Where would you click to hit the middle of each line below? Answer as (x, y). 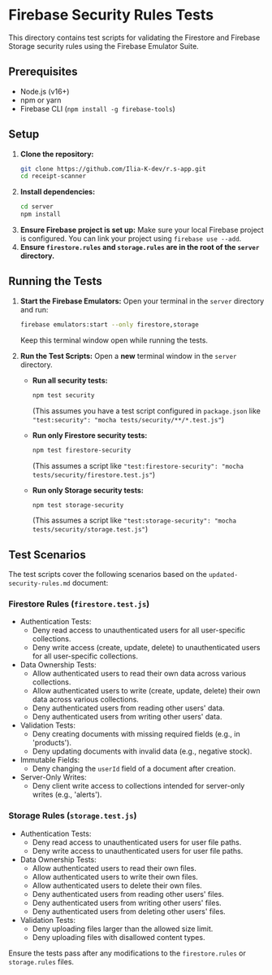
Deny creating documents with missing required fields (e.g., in (136, 734)
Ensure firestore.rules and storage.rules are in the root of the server (140, 247)
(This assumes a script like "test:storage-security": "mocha (134, 520)
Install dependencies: (58, 192)
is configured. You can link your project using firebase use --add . (131, 238)
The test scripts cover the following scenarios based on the (108, 575)
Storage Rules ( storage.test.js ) (73, 815)
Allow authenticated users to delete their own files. (117, 885)
